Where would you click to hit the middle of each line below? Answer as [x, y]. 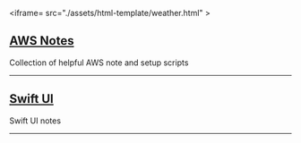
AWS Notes [42, 41]
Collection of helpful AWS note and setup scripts [99, 63]
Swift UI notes [35, 121]
